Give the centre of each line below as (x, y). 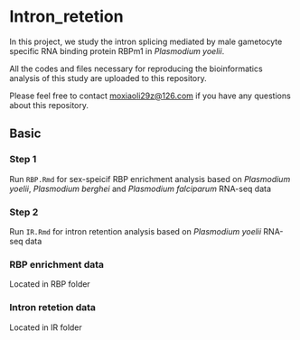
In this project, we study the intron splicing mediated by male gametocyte (146, 41)
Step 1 (23, 160)
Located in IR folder (46, 327)
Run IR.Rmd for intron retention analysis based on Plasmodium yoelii (136, 231)
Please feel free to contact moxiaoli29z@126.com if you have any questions (150, 96)
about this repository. (49, 105)
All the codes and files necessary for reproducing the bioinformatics (136, 69)
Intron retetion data (53, 308)
